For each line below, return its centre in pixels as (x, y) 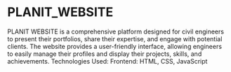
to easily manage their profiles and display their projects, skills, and (105, 54)
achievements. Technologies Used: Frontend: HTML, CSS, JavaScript (107, 61)
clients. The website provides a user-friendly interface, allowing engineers (115, 46)
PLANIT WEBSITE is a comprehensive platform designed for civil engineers (116, 31)
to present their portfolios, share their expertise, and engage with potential (115, 38)
